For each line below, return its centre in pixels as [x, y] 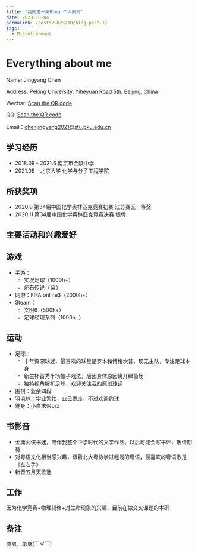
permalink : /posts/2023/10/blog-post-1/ [57, 23]
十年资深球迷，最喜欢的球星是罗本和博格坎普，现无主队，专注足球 [104, 361]
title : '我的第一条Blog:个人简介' [45, 12]
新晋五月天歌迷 [33, 472]
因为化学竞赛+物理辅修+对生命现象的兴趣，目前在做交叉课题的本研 [88, 508]
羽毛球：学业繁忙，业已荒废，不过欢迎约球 [67, 398]
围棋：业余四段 [33, 391]
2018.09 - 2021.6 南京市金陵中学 [54, 163]
